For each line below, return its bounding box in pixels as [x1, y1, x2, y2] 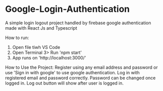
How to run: [5, 35, 29, 41]
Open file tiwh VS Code [12, 44, 60, 50]
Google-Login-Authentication [5, 3, 130, 15]
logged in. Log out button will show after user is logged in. [5, 80, 124, 86]
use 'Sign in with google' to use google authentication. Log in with [5, 69, 140, 75]
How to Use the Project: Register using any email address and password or [5, 64, 158, 70]
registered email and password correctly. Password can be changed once [5, 75, 156, 81]
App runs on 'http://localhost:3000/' [12, 54, 86, 60]
